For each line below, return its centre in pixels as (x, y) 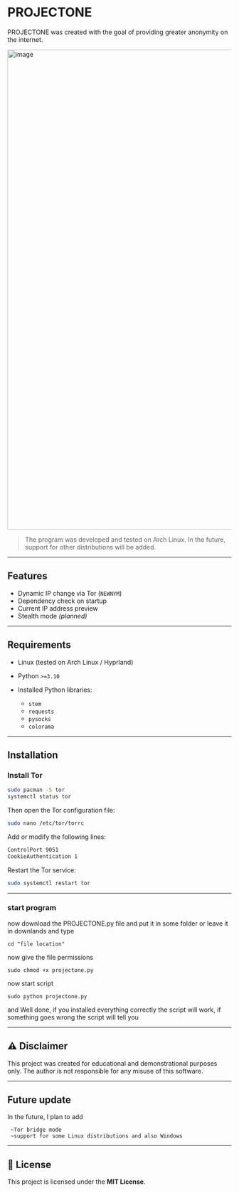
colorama (41, 727)
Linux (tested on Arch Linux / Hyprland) (75, 662)
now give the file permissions (51, 957)
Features (27, 576)
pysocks (39, 719)
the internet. (25, 39)
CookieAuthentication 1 (43, 856)
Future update (39, 1100)
